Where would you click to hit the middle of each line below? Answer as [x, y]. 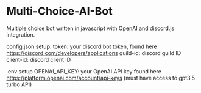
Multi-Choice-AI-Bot [59, 11]
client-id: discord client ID [39, 59]
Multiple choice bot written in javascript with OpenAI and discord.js [90, 28]
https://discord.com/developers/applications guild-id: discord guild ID [94, 53]
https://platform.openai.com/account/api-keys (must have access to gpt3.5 [100, 78]
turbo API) [19, 84]
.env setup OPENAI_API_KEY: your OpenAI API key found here [84, 71]
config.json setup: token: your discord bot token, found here [82, 46]
